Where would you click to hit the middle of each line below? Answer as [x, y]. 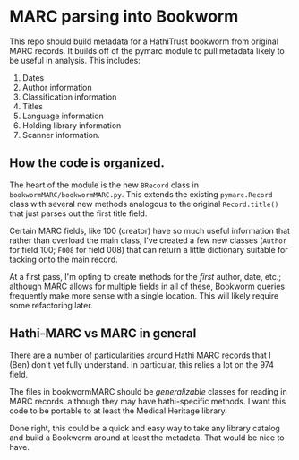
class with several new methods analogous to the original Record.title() [144, 204]
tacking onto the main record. [64, 259]
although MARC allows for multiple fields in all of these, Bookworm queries [147, 286]
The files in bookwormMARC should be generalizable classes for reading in [149, 391]
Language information [63, 116]
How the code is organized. [87, 163]
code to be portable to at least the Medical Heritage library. [119, 411]
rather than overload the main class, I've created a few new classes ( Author [148, 240]
